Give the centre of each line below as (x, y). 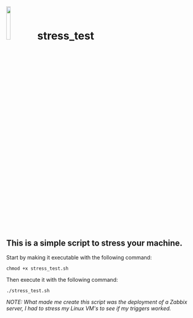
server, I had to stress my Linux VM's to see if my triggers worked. (89, 308)
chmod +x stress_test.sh (37, 269)
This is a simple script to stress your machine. (94, 243)
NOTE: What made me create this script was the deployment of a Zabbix (97, 302)
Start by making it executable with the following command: (79, 257)
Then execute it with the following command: (62, 280)
